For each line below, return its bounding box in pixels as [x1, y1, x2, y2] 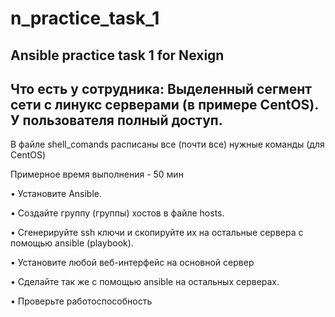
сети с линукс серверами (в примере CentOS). [10, 96, 319, 113]
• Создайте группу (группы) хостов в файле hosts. [10, 207, 225, 219]
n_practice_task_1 [10, 7, 160, 30]
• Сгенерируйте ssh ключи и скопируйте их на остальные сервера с [10, 227, 304, 239]
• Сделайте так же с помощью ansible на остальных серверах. [10, 276, 280, 288]
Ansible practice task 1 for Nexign [10, 47, 225, 64]
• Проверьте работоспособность [10, 295, 153, 307]
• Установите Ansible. [10, 188, 102, 200]
